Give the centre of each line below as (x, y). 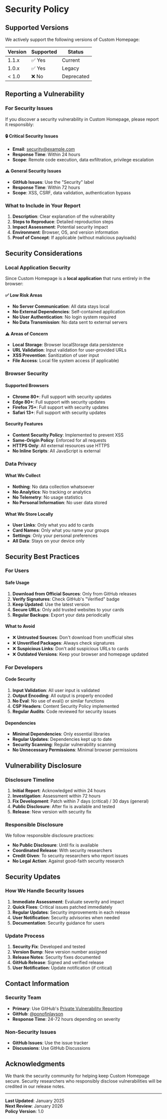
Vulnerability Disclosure (43, 766)
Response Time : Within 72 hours (46, 187)
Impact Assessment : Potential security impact (60, 227)
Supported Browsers (27, 385)
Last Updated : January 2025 (35, 1101)
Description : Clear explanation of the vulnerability (64, 216)
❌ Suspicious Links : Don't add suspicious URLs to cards (70, 648)
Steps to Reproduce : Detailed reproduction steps (63, 222)
